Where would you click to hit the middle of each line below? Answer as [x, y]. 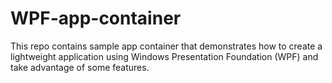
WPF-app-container [96, 18]
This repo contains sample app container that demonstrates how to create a [166, 46]
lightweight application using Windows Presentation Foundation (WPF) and [164, 56]
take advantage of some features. [80, 67]
